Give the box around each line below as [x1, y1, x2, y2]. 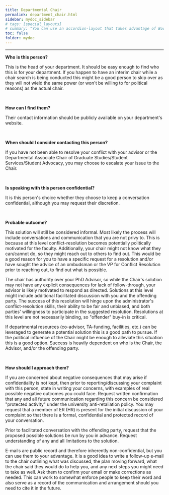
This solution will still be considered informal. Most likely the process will [5, 229, 156, 235]
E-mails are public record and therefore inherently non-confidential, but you [5, 447, 162, 454]
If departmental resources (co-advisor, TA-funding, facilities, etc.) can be [5, 324, 157, 330]
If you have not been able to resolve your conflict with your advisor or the [5, 149, 157, 155]
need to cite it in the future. [5, 485, 61, 491]
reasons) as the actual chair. [5, 85, 64, 91]
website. [5, 119, 23, 126]
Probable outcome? [5, 219, 47, 225]
